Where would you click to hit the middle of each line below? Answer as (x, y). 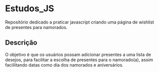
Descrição (21, 43)
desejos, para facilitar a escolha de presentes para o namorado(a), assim (79, 60)
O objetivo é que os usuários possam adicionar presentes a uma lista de (78, 54)
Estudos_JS (30, 9)
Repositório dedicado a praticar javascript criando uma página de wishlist (79, 22)
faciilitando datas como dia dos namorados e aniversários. (64, 65)
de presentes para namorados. (36, 27)
